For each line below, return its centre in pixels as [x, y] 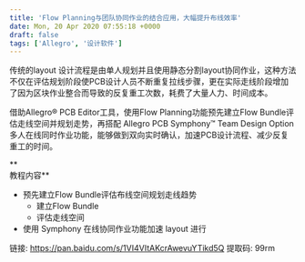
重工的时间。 [33, 146]
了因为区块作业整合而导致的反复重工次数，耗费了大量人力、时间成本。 [141, 93]
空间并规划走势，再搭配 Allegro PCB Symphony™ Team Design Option [163, 124]
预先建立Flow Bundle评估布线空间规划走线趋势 [110, 195]
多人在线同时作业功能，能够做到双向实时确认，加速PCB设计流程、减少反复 [149, 135]
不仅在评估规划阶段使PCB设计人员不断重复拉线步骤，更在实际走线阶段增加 [149, 82]
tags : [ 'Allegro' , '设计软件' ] [66, 43]
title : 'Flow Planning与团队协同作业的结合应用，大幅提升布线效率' [126, 18]
